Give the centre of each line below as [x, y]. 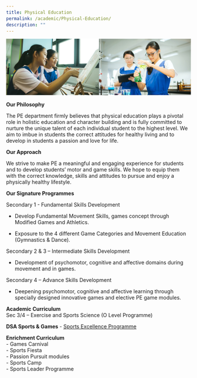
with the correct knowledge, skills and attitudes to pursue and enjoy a [90, 176]
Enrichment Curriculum [35, 338]
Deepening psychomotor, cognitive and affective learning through [94, 291]
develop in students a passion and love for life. [62, 141]
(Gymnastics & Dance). [42, 240]
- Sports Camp [24, 363]
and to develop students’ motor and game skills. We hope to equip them [93, 170]
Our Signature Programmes [40, 194]
